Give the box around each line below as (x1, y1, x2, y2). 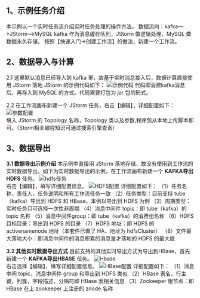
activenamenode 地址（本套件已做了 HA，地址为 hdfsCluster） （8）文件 (6, 227, 187, 235)
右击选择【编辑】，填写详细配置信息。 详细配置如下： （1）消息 (6, 263, 195, 270)
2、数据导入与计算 (6, 57, 75, 67)
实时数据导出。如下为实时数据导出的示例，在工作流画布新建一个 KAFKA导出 (6, 168, 194, 175)
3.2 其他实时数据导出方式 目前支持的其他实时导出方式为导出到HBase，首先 (6, 248, 190, 255)
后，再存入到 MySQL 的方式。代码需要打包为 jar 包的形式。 (6, 89, 152, 96)
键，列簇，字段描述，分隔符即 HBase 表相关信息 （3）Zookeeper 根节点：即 (6, 278, 194, 285)
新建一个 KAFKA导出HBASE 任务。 (6, 255, 93, 262)
